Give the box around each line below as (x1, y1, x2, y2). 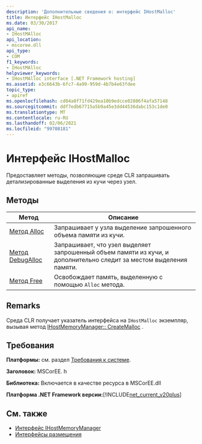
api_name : (6, 25, 31, 32)
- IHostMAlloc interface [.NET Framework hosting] (6, 76, 136, 82)
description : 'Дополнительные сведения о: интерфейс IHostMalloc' (6, 8, 176, 15)
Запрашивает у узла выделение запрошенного (54, 223, 192, 232)
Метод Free (9, 277, 43, 285)
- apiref (6, 92, 28, 98)
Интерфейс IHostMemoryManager (14, 424, 101, 432)
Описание (108, 213, 139, 221)
